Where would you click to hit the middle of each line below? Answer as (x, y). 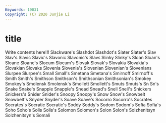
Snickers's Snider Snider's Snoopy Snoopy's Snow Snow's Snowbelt (75, 94)
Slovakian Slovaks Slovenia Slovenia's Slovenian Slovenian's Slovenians (79, 68)
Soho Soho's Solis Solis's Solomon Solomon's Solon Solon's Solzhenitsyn (80, 110)
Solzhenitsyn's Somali (28, 115)
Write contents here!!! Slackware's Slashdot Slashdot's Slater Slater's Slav (81, 52)
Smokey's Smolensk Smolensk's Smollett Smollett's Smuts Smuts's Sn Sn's (82, 84)
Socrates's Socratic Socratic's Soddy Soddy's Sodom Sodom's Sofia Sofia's (83, 105)
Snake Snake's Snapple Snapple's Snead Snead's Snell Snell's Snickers (78, 89)
